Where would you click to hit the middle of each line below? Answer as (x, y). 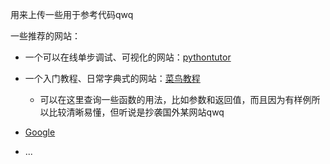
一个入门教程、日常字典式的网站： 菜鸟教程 (112, 78)
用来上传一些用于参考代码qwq (72, 14)
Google (40, 132)
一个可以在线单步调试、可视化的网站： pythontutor (128, 57)
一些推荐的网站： (45, 36)
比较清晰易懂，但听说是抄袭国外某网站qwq (136, 112)
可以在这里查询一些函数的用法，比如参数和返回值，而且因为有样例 (175, 99)
